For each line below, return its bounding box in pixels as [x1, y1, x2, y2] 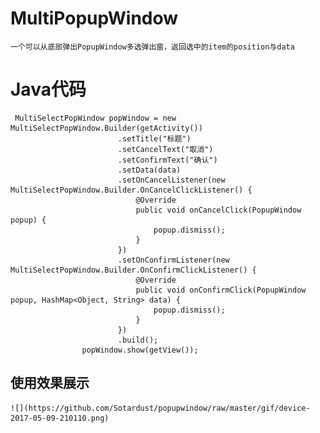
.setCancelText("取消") [117, 144, 214, 154]
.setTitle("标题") [117, 133, 192, 144]
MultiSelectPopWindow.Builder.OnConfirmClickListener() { [10, 265, 257, 275]
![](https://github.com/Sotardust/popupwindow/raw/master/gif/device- [10, 403, 311, 413]
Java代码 [10, 78, 87, 101]
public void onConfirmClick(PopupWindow [135, 285, 307, 295]
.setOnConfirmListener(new [117, 255, 230, 265]
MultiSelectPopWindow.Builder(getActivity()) [10, 123, 203, 133]
